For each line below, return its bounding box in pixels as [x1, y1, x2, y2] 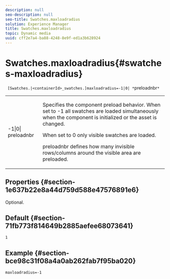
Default [5, 214, 29, 222]
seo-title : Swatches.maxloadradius [5, 17, 80, 22]
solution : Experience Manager [5, 21, 69, 27]
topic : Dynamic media [5, 31, 51, 36]
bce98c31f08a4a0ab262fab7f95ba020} [5, 256, 136, 265]
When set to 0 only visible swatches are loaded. [42, 131, 156, 138]
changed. [42, 120, 65, 127]
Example [5, 249, 33, 257]
